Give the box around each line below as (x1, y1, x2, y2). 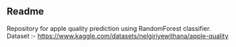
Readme (6, 6, 44, 18)
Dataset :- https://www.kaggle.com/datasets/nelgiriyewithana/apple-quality (6, 32, 229, 40)
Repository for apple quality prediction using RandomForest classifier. (6, 24, 212, 32)
